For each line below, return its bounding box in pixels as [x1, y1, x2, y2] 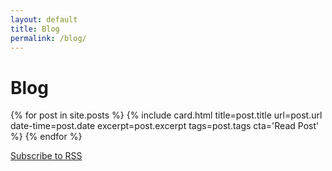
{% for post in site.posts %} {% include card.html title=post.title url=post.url [10, 109, 323, 121]
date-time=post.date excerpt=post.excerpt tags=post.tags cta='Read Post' [10, 120, 320, 132]
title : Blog [10, 24, 60, 34]
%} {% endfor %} [10, 131, 83, 143]
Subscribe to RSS [10, 150, 83, 162]
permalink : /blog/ [10, 33, 87, 43]
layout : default [10, 14, 78, 25]
